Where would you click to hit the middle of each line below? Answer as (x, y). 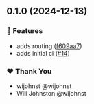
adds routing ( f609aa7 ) (49, 46)
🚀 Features (25, 31)
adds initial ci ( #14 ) (43, 53)
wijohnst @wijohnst (44, 86)
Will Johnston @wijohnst (51, 93)
